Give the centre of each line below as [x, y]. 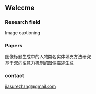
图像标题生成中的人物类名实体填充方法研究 [48, 56]
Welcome [20, 8]
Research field [23, 22]
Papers [14, 45]
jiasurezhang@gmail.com [31, 86]
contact [15, 75]
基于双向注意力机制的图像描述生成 [39, 63]
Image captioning [23, 33]
